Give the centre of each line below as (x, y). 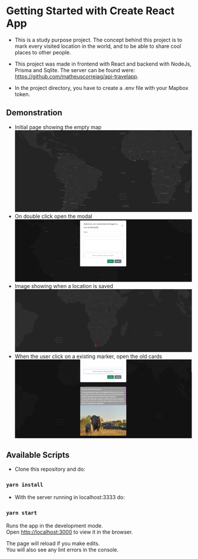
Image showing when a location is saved (64, 286)
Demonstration (34, 113)
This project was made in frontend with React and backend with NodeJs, (103, 64)
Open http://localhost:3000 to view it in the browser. (70, 532)
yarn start (22, 513)
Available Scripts (38, 455)
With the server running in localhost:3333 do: (70, 497)
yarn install (25, 484)
